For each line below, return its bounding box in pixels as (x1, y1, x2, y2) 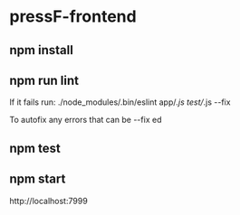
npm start (9, 172, 66, 187)
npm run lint (9, 72, 80, 88)
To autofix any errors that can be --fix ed (9, 115, 162, 126)
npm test (9, 140, 61, 155)
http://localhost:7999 (9, 195, 88, 206)
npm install (9, 42, 74, 58)
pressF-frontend (9, 6, 138, 27)
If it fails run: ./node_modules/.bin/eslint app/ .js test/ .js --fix (9, 97, 231, 107)
